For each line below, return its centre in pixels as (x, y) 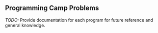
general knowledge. (25, 25)
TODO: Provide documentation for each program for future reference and (79, 20)
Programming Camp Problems (52, 8)
